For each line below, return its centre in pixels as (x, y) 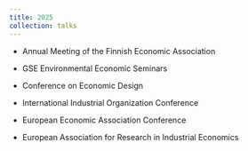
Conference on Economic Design (83, 85)
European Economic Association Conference (104, 120)
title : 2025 (31, 17)
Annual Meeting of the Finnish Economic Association (119, 51)
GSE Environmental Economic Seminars (95, 68)
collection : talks (43, 26)
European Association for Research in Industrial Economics (130, 137)
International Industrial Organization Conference (110, 102)
